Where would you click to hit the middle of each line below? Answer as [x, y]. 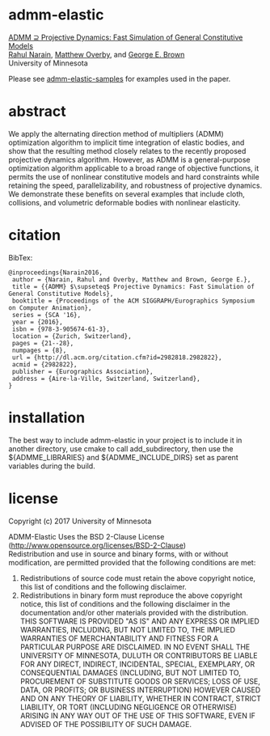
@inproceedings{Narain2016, [56, 273]
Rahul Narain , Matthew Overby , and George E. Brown [97, 54]
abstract [37, 112]
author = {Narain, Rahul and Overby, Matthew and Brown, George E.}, [131, 279]
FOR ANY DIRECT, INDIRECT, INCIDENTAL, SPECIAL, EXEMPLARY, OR [137, 664]
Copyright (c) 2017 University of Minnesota [80, 521]
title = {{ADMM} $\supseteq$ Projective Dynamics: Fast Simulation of [133, 286]
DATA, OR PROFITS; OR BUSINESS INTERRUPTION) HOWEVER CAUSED [140, 690]
